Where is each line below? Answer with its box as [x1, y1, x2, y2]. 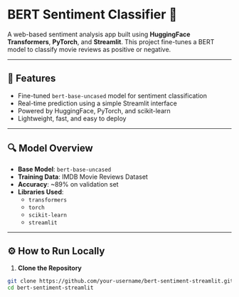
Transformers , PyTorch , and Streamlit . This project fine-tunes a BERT [7, 37, 215, 46]
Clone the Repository [17, 264, 82, 273]
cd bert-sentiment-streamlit [7, 284, 94, 291]
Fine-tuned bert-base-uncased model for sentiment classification [17, 91, 208, 100]
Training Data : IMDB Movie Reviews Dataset [17, 172, 148, 181]
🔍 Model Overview [7, 142, 94, 155]
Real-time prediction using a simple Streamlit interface [17, 99, 178, 108]
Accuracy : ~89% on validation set [17, 179, 119, 188]
